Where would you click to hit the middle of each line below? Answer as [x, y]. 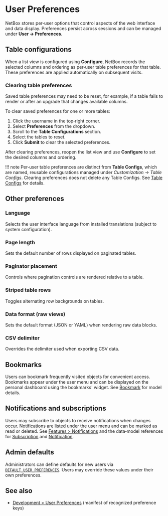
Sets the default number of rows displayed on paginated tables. [71, 253]
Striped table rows [28, 290]
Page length [20, 242]
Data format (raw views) [35, 314]
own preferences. [23, 475]
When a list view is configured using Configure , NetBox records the [75, 62]
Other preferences [35, 199]
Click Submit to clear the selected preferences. [61, 142]
